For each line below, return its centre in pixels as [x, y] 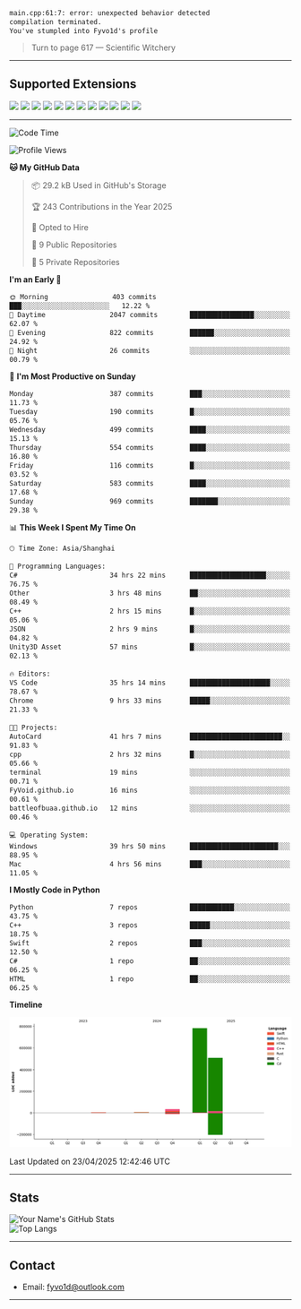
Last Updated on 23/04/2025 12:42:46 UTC [90, 1161]
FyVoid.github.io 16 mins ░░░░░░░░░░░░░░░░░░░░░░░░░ [150, 790]
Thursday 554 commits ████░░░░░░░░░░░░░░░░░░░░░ [150, 447]
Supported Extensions [73, 84]
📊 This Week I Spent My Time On [73, 527]
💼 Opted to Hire [60, 227]
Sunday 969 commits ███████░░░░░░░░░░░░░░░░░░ [150, 501]
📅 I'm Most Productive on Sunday [73, 376]
